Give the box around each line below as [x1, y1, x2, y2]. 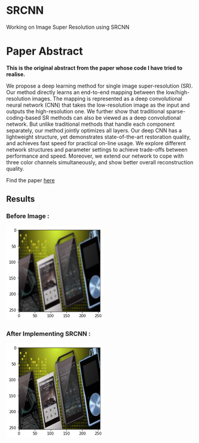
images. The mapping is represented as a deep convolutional [32, 95, 182, 102]
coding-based [6, 114, 41, 121]
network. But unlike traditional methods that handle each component [6, 120, 175, 128]
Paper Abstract [6, 44, 83, 58]
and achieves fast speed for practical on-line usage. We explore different [6, 139, 186, 147]
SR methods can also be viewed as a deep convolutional [42, 114, 181, 121]
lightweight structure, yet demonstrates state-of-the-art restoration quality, [6, 133, 191, 140]
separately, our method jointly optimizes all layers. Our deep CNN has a [6, 126, 182, 134]
